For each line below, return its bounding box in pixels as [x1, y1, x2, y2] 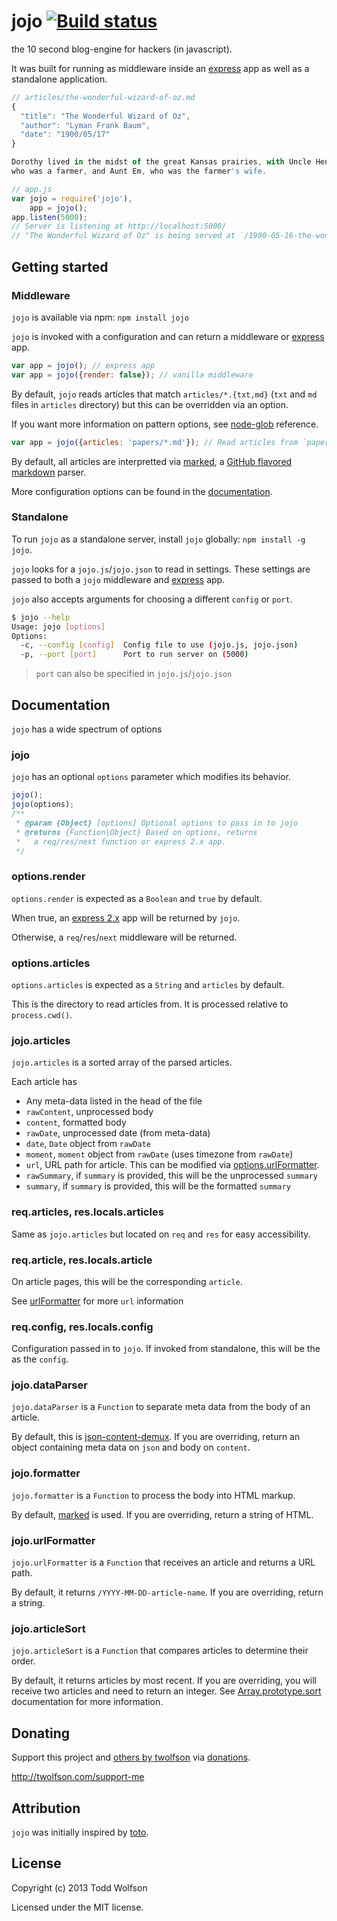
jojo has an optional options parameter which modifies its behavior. [11, 771, 291, 783]
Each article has [11, 1076, 78, 1088]
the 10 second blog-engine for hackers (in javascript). [11, 43, 233, 55]
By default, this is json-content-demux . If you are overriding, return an [11, 1431, 301, 1443]
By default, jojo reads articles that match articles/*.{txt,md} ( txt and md [11, 388, 318, 400]
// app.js [11, 184, 53, 194]
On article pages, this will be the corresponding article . [11, 1275, 243, 1287]
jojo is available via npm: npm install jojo [11, 311, 190, 323]
